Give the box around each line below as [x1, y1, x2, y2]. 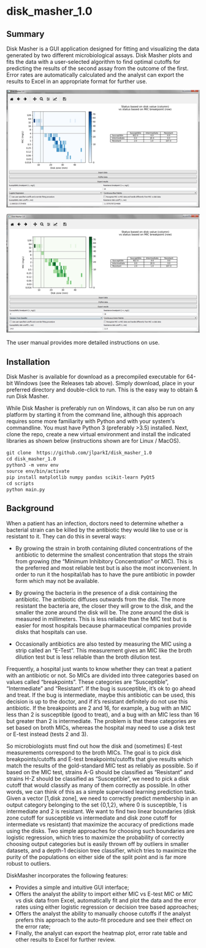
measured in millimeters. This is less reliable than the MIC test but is [15, 615, 187, 622]
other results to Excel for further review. [15, 936, 116, 943]
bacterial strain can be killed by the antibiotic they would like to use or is [6, 526, 189, 533]
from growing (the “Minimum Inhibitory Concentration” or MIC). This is [15, 557, 193, 565]
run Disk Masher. [6, 393, 50, 400]
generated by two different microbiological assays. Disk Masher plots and [6, 52, 193, 59]
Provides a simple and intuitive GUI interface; [15, 883, 129, 891]
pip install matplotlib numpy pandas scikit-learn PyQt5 [6, 474, 155, 480]
